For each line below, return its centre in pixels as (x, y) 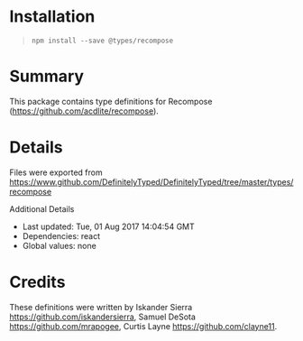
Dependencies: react (61, 235)
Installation (52, 17)
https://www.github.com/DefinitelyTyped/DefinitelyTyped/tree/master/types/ (151, 181)
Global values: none (59, 245)
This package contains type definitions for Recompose (111, 101)
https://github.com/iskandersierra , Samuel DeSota (103, 317)
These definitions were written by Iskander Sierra (101, 307)
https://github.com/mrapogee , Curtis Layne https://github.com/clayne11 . (143, 326)
